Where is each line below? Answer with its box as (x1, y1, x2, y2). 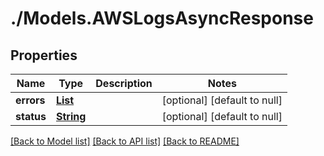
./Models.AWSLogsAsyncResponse (10, 7, 314, 30)
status (15, 110, 47, 123)
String (55, 110, 87, 123)
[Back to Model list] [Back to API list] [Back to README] (10, 135, 240, 147)
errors (15, 93, 46, 107)
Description (95, 77, 153, 90)
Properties (10, 47, 78, 64)
